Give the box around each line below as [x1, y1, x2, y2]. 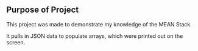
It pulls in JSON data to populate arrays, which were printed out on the [6, 32, 183, 40]
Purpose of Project [6, 5, 79, 15]
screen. [6, 38, 26, 46]
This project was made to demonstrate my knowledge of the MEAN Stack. [6, 20, 192, 28]
